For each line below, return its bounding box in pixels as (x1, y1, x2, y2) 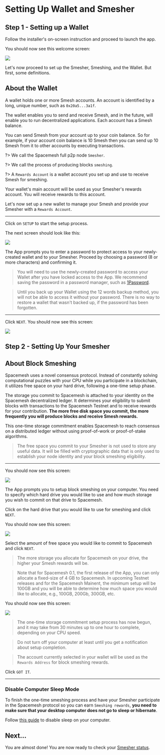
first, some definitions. (5, 70, 51, 76)
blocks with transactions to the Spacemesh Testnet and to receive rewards (5, 403, 156, 409)
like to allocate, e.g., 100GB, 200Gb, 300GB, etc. (17, 591, 115, 597)
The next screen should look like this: (5, 230, 81, 236)
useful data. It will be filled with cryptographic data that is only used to (17, 448, 160, 454)
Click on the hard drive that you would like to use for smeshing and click (5, 507, 151, 513)
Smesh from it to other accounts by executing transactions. (5, 142, 125, 149)
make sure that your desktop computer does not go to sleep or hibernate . (5, 708, 158, 714)
